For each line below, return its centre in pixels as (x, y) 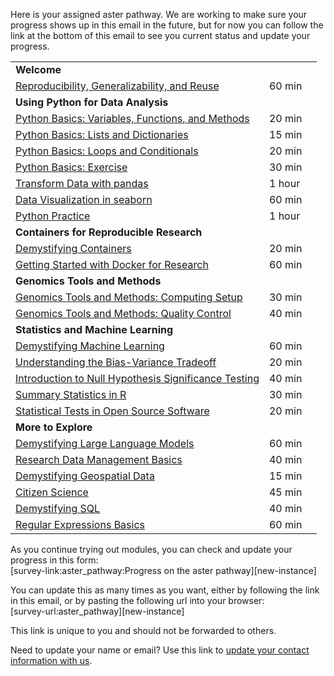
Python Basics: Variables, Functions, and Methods (132, 118)
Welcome (38, 69)
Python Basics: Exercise (71, 167)
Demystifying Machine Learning (90, 346)
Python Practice (53, 216)
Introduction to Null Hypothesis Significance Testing (137, 378)
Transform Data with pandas (82, 183)
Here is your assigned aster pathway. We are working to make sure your (159, 14)
